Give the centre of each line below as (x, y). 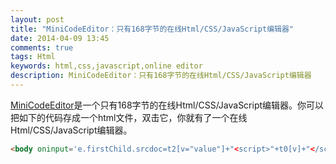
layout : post (37, 19)
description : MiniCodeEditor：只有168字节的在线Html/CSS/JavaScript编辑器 (161, 76)
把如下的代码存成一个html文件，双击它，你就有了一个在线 (129, 117)
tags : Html (33, 57)
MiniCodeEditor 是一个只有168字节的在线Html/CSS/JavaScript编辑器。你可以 (167, 105)
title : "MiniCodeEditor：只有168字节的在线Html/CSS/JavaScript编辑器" (152, 29)
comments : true (42, 47)
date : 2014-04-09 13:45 (60, 38)
